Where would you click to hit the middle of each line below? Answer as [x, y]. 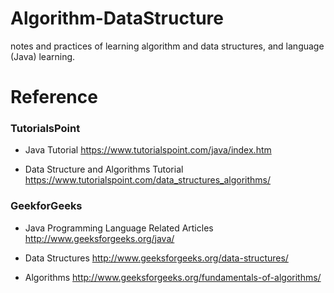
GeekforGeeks [46, 206]
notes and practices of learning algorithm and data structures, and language [167, 46]
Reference [54, 97]
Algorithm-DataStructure [117, 18]
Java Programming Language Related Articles [119, 228]
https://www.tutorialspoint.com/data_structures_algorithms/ [148, 180]
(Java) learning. [43, 56]
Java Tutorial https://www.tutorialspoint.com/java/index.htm [148, 150]
